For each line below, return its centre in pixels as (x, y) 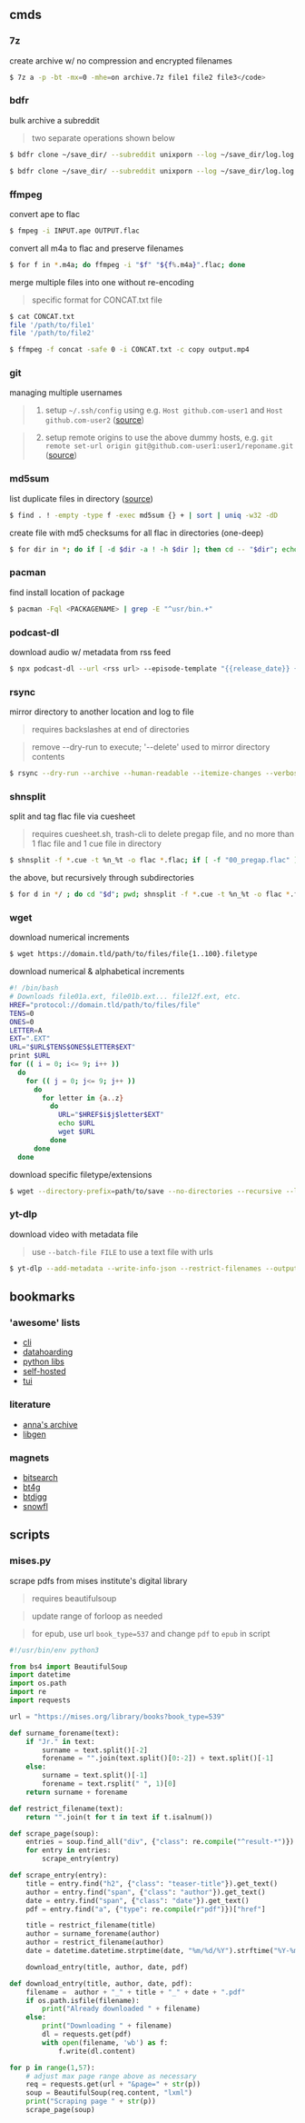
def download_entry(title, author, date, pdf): (101, 1983)
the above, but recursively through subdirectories (102, 878)
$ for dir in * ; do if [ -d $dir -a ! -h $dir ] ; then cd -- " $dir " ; (144, 549)
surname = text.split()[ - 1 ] (95, 1776)
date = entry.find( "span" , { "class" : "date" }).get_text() (138, 1900)
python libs (44, 1361)
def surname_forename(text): (64, 1733)
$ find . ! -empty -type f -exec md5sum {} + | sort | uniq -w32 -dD (144, 515)
